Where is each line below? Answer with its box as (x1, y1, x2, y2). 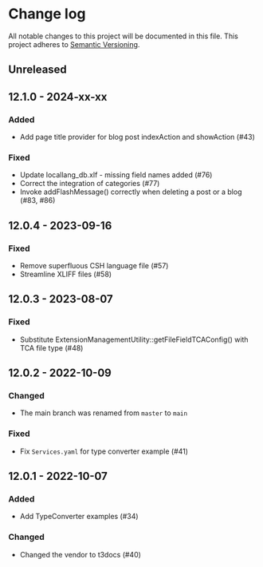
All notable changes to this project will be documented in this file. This (8, 31, 239, 41)
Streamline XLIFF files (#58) (19, 269, 112, 279)
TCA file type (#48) (19, 343, 84, 352)
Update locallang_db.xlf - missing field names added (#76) (19, 170, 213, 180)
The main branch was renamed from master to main (19, 408, 188, 418)
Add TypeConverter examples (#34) (19, 512, 139, 521)
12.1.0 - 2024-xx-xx (8, 89, 108, 104)
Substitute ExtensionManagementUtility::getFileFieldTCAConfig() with (19, 335, 249, 344)
